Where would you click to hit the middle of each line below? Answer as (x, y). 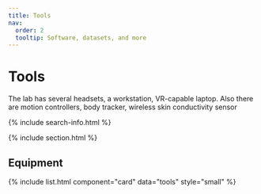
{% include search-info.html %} (60, 123)
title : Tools (30, 15)
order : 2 (30, 30)
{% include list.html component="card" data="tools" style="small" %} (122, 182)
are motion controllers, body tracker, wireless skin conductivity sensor (123, 107)
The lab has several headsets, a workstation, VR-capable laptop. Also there (131, 99)
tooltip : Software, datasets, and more (81, 38)
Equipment (36, 163)
